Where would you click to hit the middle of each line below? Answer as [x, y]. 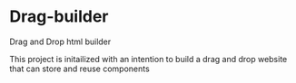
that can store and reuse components [79, 69]
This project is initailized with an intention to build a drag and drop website [148, 59]
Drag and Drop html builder [60, 41]
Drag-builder [59, 17]
